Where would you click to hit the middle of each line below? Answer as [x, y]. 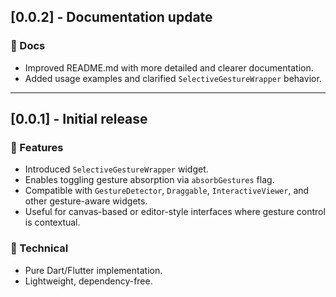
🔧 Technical [39, 248]
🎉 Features [37, 147]
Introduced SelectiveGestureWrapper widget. [116, 169]
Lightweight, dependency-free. [88, 281]
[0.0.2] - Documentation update [111, 17]
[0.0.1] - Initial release [79, 119]
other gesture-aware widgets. [86, 201]
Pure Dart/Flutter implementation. [93, 270]
